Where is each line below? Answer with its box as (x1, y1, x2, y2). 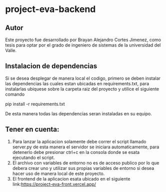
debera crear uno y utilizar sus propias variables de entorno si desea (12, 165, 154, 171)
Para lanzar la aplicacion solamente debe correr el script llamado (12, 138, 146, 144)
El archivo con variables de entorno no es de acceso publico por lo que (12, 159, 159, 166)
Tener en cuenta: (5, 125, 59, 134)
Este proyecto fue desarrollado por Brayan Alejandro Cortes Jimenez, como (5, 37, 161, 43)
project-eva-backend (5, 4, 96, 15)
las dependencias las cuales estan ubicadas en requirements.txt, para (5, 80, 149, 86)
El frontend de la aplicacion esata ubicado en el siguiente (12, 175, 130, 181)
